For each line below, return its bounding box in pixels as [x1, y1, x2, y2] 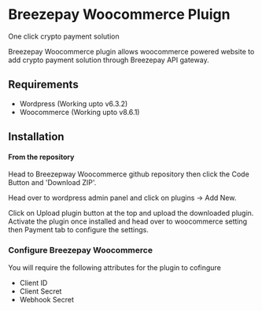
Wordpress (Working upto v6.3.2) [19, 98, 128, 108]
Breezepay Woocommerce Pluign [8, 6, 231, 24]
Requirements [8, 78, 79, 91]
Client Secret [19, 286, 62, 296]
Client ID [19, 278, 48, 287]
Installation [8, 130, 65, 143]
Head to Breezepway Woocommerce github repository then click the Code [8, 169, 249, 179]
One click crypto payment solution [8, 31, 120, 41]
